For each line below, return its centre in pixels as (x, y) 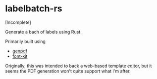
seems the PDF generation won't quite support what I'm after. (68, 71)
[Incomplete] (18, 22)
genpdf (20, 51)
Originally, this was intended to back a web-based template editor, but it (78, 66)
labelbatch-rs (34, 9)
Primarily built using (26, 41)
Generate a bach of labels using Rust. (43, 32)
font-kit (20, 56)
